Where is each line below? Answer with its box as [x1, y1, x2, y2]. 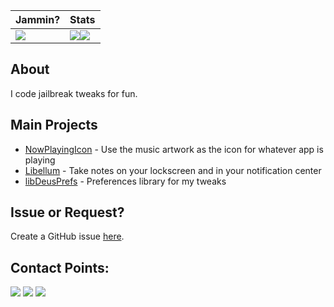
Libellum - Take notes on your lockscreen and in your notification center [24, 164, 322, 176]
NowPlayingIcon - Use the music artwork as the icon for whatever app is [24, 143, 324, 155]
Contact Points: [10, 259, 110, 276]
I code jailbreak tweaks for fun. [10, 87, 138, 99]
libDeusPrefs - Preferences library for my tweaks [24, 175, 227, 187]
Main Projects [10, 117, 98, 134]
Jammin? [15, 13, 61, 26]
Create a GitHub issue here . [10, 230, 125, 243]
